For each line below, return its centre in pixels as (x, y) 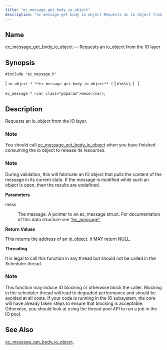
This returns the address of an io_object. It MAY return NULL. (68, 239)
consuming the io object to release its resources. (55, 150)
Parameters (17, 195)
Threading (16, 248)
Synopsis (20, 62)
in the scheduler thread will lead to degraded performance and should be (80, 293)
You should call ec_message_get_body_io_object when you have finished (80, 145)
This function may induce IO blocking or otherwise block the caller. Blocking (84, 287)
